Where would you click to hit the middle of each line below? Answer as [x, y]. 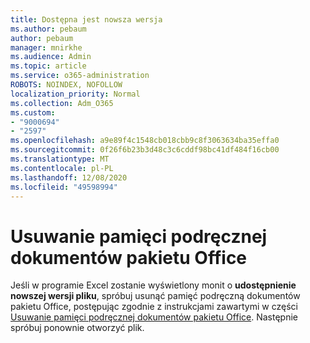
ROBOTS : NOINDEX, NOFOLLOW [66, 85]
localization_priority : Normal [75, 94]
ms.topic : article [48, 66]
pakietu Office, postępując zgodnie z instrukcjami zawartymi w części [154, 307]
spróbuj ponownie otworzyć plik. [77, 328]
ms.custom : [33, 112]
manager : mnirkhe [46, 47]
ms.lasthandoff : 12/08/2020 [69, 177]
